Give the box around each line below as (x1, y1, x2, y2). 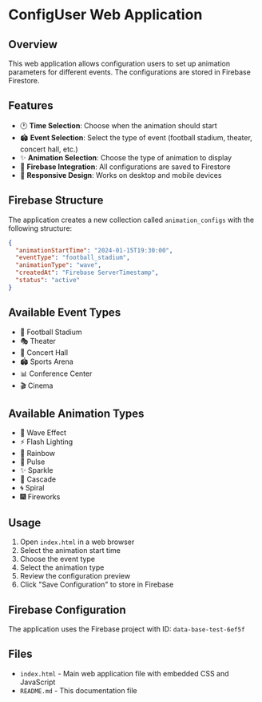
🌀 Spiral (19, 483, 45, 493)
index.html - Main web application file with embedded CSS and (19, 668, 229, 678)
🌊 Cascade (19, 474, 57, 484)
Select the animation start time (19, 546, 121, 555)
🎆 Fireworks (19, 492, 61, 502)
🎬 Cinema (19, 381, 54, 390)
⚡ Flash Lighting (19, 437, 73, 446)
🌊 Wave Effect (19, 428, 66, 438)
